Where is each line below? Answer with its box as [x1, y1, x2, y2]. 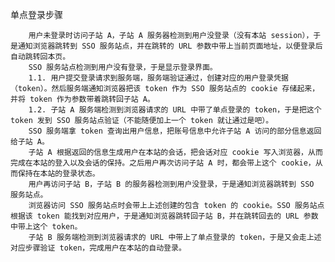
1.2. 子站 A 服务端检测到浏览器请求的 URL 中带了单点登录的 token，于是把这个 [28, 105, 322, 115]
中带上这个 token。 [10, 222, 83, 232]
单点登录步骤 [10, 9, 63, 20]
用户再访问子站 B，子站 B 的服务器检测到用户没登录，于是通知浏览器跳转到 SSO [28, 179, 315, 189]
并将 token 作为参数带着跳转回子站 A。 [10, 94, 155, 104]
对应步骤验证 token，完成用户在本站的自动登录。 [10, 243, 187, 253]
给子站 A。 [10, 137, 50, 147]
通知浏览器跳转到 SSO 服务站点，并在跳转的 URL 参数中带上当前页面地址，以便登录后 [17, 41, 323, 51]
